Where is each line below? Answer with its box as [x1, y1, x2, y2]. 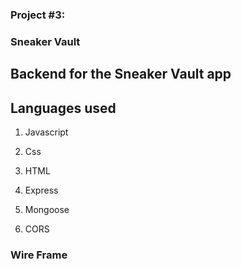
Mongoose [24, 204, 70, 216]
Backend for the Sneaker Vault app [10, 66, 232, 83]
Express [24, 184, 59, 197]
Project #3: [10, 8, 66, 22]
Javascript [24, 126, 69, 138]
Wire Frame [10, 248, 68, 262]
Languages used [10, 99, 117, 117]
